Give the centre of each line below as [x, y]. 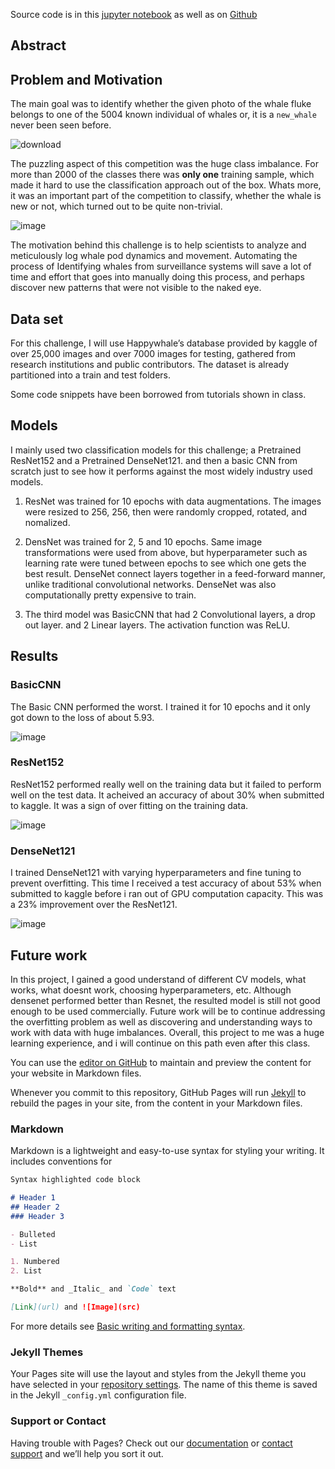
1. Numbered [35, 1262]
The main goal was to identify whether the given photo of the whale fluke [161, 104]
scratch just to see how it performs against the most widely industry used [161, 471]
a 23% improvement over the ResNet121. [94, 905]
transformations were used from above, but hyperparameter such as [166, 552]
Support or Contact [58, 1421]
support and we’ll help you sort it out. [87, 1453]
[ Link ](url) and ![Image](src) [75, 1307]
